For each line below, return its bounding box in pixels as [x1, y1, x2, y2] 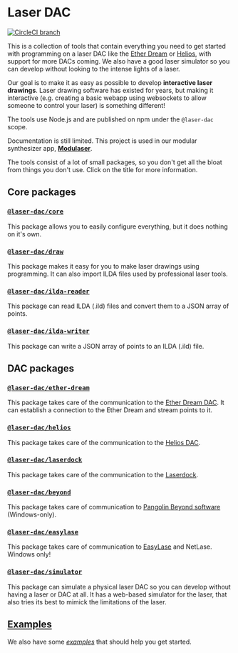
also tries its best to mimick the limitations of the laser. [7, 597, 167, 606]
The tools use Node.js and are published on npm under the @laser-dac [7, 115, 214, 124]
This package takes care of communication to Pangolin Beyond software [7, 503, 221, 512]
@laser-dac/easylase [7, 528, 79, 537]
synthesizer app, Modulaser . [7, 144, 93, 152]
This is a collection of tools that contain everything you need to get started [7, 41, 227, 50]
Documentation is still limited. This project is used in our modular [7, 136, 197, 145]
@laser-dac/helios [7, 424, 71, 432]
